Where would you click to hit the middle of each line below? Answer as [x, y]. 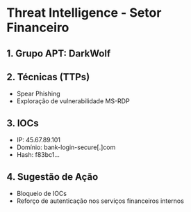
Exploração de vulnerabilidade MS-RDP [73, 101]
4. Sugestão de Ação [52, 177]
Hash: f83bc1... [38, 155]
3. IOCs [23, 123]
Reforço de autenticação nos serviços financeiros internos [100, 201]
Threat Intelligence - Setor [84, 13]
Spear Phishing [38, 94]
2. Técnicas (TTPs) [48, 77]
